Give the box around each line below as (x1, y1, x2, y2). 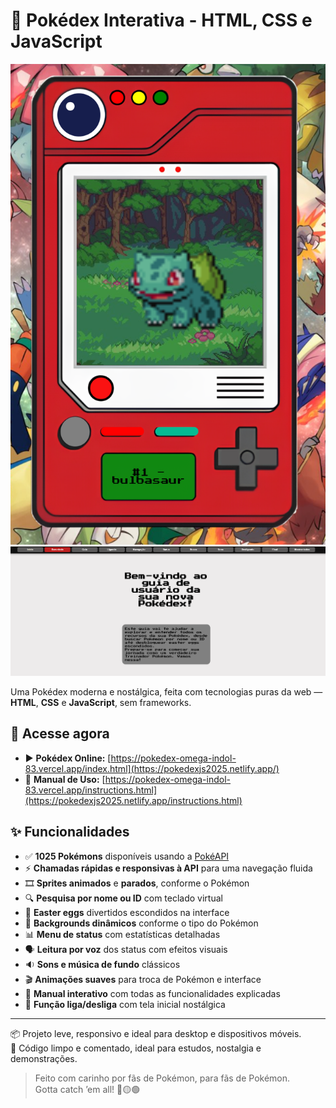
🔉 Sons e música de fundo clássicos (24, 958, 181, 970)
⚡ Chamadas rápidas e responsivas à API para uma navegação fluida (24, 862, 313, 874)
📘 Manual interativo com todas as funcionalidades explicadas (24, 987, 281, 999)
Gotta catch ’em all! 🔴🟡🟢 (34, 1083, 141, 1095)
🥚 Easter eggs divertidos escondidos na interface (24, 906, 230, 918)
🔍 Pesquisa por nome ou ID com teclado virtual (24, 892, 223, 904)
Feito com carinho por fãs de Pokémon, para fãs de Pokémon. (34, 1072, 291, 1084)
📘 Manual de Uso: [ (24, 773, 106, 785)
